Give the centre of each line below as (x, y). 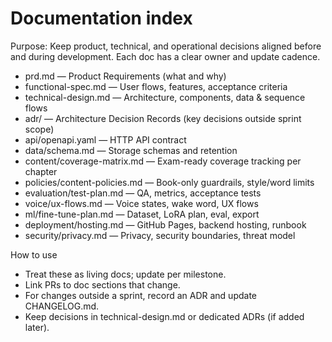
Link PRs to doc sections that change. (102, 284)
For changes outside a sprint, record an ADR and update (140, 295)
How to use (34, 254)
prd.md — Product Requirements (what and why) (125, 76)
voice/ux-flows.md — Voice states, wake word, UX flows (141, 203)
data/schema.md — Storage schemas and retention (131, 150)
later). (37, 327)
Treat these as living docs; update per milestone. (125, 274)
